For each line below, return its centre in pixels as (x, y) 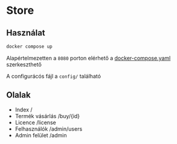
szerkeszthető (24, 64)
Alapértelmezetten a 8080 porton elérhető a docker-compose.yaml (88, 58)
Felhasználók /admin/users (49, 129)
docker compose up (29, 46)
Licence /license (35, 122)
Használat (26, 33)
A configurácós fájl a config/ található (54, 76)
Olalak (19, 95)
